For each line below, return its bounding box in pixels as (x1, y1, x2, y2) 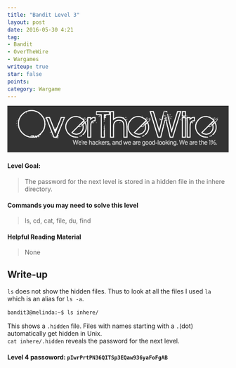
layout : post (7, 18, 46, 26)
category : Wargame (7, 85, 61, 93)
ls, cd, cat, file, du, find (24, 216, 91, 225)
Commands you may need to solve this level (7, 201, 139, 209)
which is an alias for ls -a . (7, 295, 84, 303)
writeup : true (7, 63, 49, 70)
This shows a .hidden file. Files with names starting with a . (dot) (7, 322, 194, 330)
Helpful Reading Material (7, 232, 81, 241)
